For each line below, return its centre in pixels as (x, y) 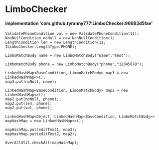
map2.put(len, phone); (29, 104)
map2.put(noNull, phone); (32, 99)
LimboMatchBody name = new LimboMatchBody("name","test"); (68, 56)
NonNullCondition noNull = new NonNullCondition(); (60, 38)
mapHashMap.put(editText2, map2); (41, 134)
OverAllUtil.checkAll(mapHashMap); (42, 143)
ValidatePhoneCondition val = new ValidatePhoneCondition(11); (72, 34)
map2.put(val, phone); (29, 108)
